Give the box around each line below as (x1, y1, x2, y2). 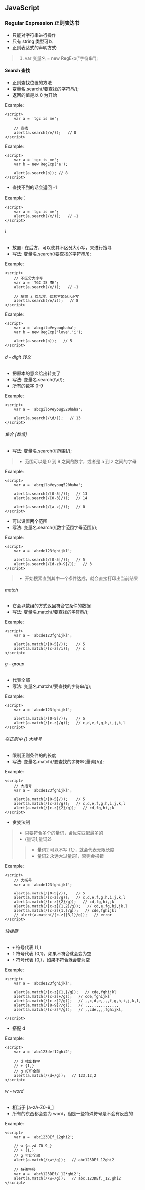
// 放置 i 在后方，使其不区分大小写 (14, 294, 79, 299)
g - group (5, 661, 25, 667)
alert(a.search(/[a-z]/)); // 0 (14, 504, 85, 509)
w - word (5, 1088, 24, 1094)
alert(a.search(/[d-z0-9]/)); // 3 (14, 561, 92, 566)
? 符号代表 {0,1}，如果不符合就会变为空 (12, 951, 92, 957)
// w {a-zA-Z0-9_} (14, 1143, 52, 1148)
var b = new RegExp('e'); (14, 162, 68, 167)
